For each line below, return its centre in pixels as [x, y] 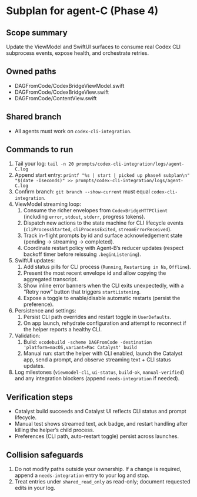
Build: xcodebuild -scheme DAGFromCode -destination [88, 342]
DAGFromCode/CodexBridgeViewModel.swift [69, 85]
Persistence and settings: [45, 311]
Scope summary [37, 33]
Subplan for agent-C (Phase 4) [82, 11]
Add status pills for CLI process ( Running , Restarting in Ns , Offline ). [107, 267]
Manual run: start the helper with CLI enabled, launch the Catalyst [103, 353]
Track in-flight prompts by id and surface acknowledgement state [103, 236]
